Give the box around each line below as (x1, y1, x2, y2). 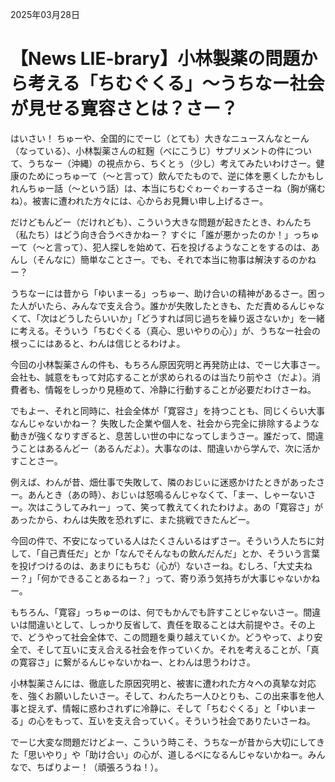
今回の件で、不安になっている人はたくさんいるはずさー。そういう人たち (10, 534, 308, 547)
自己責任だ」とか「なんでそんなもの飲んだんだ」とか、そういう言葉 (39, 547, 320, 559)
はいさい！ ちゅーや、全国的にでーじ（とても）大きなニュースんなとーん (10, 132, 310, 144)
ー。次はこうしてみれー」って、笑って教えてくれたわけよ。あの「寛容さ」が (10, 501, 324, 513)
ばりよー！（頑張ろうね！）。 (44, 761, 164, 773)
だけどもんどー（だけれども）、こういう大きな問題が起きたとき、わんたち (10, 216, 312, 228)
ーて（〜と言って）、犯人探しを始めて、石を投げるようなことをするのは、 (10, 241, 312, 253)
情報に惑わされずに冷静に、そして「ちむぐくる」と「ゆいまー (62, 702, 316, 714)
